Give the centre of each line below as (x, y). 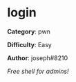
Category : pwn (29, 31)
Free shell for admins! (38, 71)
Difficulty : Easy (29, 44)
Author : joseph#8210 (38, 58)
